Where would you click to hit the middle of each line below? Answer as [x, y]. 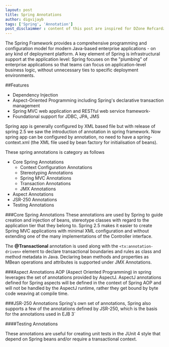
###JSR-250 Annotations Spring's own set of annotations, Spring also [78, 303]
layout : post [19, 10]
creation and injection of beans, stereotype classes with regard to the [77, 220]
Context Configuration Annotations [56, 167]
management [26, 106]
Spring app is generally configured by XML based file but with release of [80, 126]
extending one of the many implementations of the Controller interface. [79, 236]
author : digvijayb [24, 19]
